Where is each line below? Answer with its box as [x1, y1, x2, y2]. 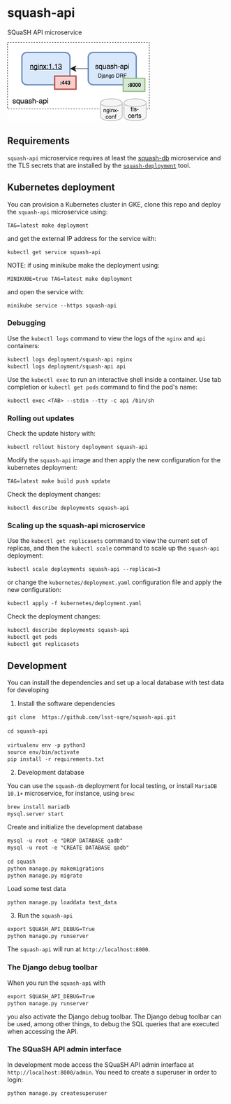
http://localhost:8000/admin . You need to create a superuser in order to [7, 1068, 218, 1076]
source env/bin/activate [7, 749, 80, 756]
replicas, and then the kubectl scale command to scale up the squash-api [7, 544, 220, 553]
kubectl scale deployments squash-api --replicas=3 [7, 566, 161, 573]
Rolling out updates [7, 413, 75, 423]
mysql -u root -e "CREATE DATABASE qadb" [7, 844, 130, 852]
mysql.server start [7, 810, 64, 817]
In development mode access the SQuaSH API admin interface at [7, 1060, 194, 1069]
